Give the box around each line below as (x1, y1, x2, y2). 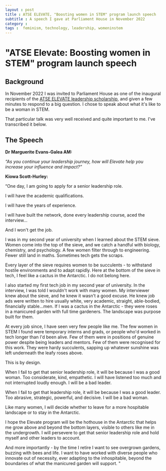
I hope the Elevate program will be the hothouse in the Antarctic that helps (5, 419, 157, 425)
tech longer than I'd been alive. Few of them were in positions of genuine (5, 334, 154, 340)
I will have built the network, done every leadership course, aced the (5, 212, 145, 218)
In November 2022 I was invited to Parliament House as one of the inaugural (5, 90, 161, 97)
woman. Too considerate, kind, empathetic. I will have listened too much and (5, 374, 162, 380)
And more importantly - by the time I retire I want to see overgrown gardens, (5, 444, 161, 450)
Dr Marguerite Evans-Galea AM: (5, 149, 73, 155)
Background (5, 78, 44, 86)
